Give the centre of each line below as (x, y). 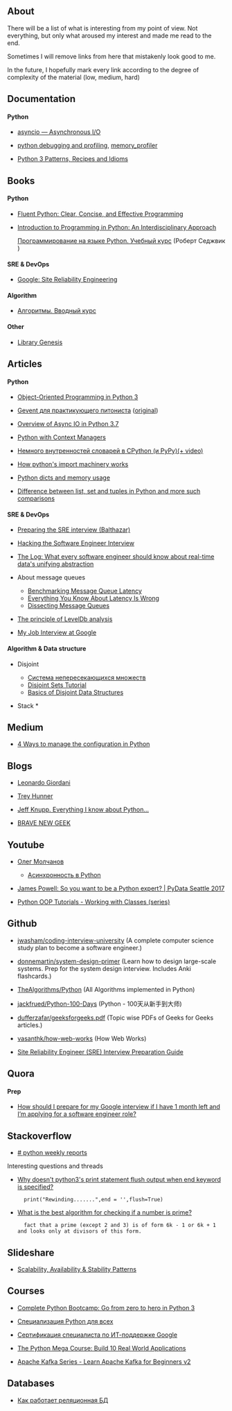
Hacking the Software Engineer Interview (76, 543)
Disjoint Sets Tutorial (57, 685)
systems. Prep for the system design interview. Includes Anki (104, 968)
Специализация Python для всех (65, 1321)
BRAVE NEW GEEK (44, 823)
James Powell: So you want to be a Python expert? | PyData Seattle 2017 (121, 888)
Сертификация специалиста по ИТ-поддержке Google (97, 1335)
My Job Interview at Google (57, 633)
